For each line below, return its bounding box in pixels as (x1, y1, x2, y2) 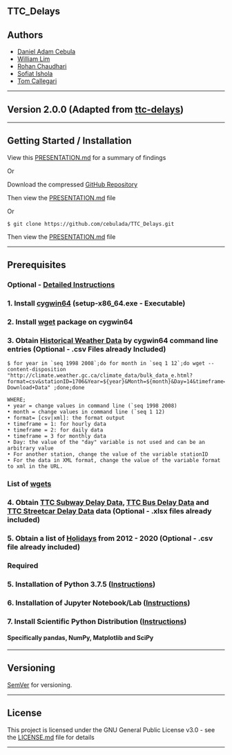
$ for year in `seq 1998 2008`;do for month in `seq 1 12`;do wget (7, 360, 206, 367)
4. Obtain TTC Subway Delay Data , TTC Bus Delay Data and (7, 498, 209, 508)
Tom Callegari (17, 77, 57, 85)
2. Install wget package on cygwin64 (7, 317, 133, 326)
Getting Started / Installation (7, 135, 133, 147)
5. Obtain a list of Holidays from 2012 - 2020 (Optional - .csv (7, 533, 213, 543)
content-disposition (7, 366, 67, 373)
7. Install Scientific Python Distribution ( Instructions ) (7, 616, 187, 626)
